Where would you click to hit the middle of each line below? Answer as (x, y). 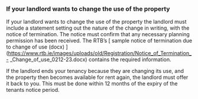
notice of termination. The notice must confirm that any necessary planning (98, 34)
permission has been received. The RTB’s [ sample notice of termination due (99, 41)
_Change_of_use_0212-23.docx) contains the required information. (90, 60)
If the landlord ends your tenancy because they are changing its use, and (95, 71)
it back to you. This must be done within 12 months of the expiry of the (92, 84)
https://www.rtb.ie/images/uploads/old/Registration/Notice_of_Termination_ (100, 53)
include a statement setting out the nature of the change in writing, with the (98, 28)
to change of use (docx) (35, 47)
